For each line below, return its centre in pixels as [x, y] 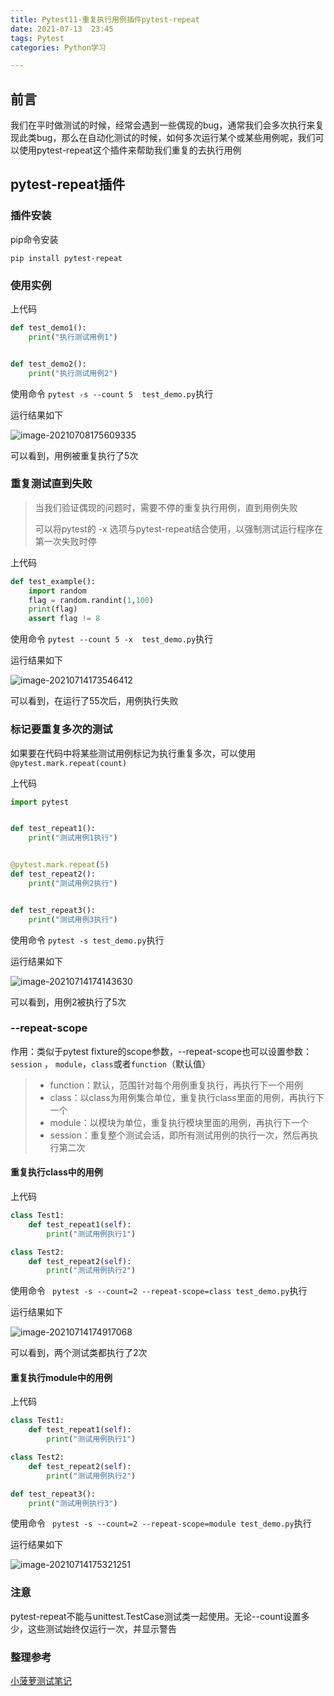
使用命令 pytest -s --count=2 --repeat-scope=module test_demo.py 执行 [161, 1523]
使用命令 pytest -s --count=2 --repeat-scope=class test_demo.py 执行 [159, 1291]
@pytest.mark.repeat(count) [69, 763]
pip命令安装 [34, 239]
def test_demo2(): [48, 364]
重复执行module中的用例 [61, 1377]
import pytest [40, 802]
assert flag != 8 [64, 619]
